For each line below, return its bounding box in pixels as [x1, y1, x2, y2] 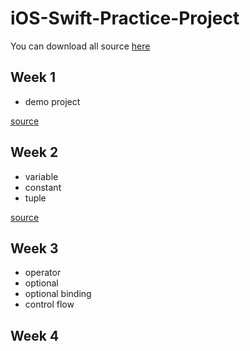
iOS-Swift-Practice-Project [10, 7, 240, 30]
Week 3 [10, 240, 59, 257]
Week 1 [10, 69, 56, 86]
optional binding [24, 288, 92, 300]
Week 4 [10, 327, 60, 344]
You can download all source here [10, 40, 151, 52]
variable [24, 170, 59, 182]
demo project [24, 95, 81, 107]
